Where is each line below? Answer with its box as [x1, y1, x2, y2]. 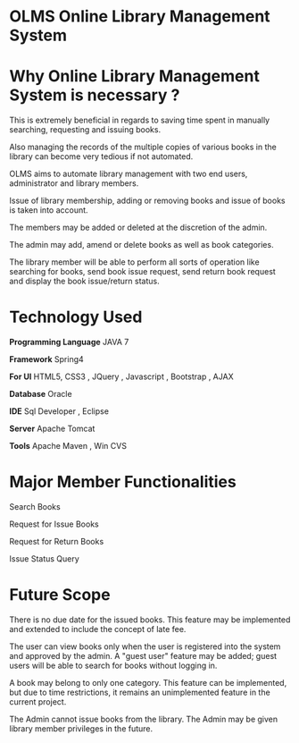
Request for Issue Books [9, 519, 100, 529]
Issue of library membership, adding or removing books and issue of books [9, 195, 286, 207]
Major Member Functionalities [9, 472, 237, 493]
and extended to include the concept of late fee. [9, 623, 187, 634]
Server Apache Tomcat [9, 423, 96, 435]
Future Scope [9, 585, 111, 605]
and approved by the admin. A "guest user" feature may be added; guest [9, 650, 278, 661]
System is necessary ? [9, 85, 180, 106]
